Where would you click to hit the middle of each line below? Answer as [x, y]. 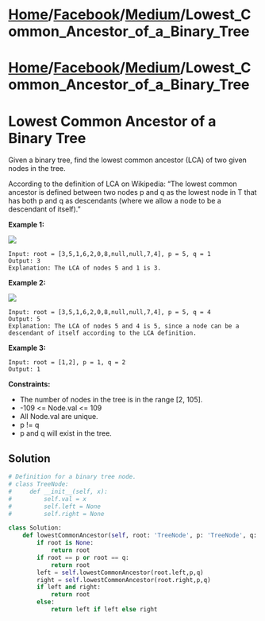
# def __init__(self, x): [58, 491]
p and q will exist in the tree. [66, 433]
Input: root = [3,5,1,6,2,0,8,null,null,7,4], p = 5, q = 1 [110, 254]
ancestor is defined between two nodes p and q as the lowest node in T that [132, 192]
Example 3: [27, 348]
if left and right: [69, 587]
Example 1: [27, 225]
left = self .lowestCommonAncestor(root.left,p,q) [120, 572]
